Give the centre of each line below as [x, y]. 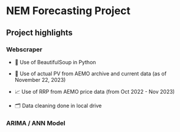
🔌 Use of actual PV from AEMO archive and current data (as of [91, 73]
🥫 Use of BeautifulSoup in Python [55, 62]
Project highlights [39, 33]
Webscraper [24, 49]
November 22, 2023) [40, 80]
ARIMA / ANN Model [36, 123]
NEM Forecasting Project [68, 11]
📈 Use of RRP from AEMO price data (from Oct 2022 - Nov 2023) [95, 91]
